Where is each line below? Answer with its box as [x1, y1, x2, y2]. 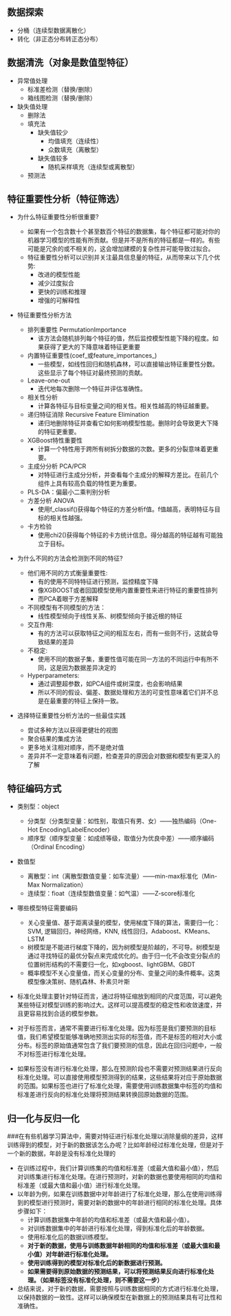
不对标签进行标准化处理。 [16, 1050, 90, 1058]
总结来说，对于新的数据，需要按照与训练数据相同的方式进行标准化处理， [16, 1284, 222, 1293]
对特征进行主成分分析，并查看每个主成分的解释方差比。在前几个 [37, 471, 219, 479]
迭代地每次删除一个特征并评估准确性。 [37, 384, 146, 393]
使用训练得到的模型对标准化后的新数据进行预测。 [27, 1259, 166, 1267]
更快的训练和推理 [37, 288, 87, 296]
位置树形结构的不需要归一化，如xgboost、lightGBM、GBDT [27, 960, 196, 969]
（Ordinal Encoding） [27, 843, 89, 851]
